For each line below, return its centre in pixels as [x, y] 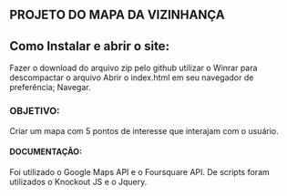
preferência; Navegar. [50, 88]
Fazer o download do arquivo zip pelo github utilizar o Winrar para [133, 68]
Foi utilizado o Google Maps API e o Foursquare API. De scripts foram [140, 171]
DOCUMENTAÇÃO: [46, 152]
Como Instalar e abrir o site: [90, 46]
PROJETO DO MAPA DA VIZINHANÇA [117, 15]
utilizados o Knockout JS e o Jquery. [78, 181]
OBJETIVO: [35, 111]
